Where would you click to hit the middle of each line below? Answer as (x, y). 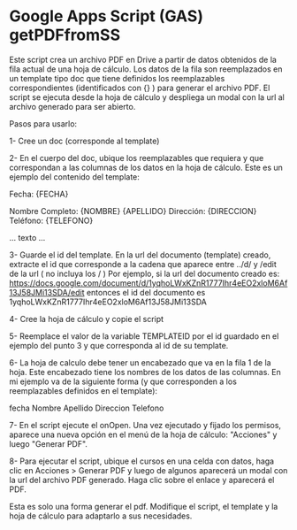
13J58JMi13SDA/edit (47, 292)
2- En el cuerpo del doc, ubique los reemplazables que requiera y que (137, 157)
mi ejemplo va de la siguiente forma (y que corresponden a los (123, 381)
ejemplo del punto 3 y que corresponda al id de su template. (119, 345)
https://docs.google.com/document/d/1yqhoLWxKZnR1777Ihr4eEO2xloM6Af (148, 283)
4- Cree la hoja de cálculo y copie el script (87, 319)
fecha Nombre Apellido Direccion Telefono (87, 408)
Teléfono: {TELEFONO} (51, 220)
